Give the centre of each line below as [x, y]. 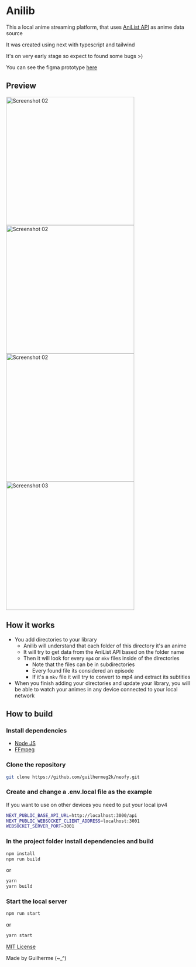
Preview [21, 86]
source [15, 33]
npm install [20, 854]
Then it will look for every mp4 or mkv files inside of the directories [101, 658]
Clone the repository [36, 765]
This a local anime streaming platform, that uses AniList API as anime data [95, 27]
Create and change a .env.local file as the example [79, 792]
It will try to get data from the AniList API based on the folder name [104, 652]
